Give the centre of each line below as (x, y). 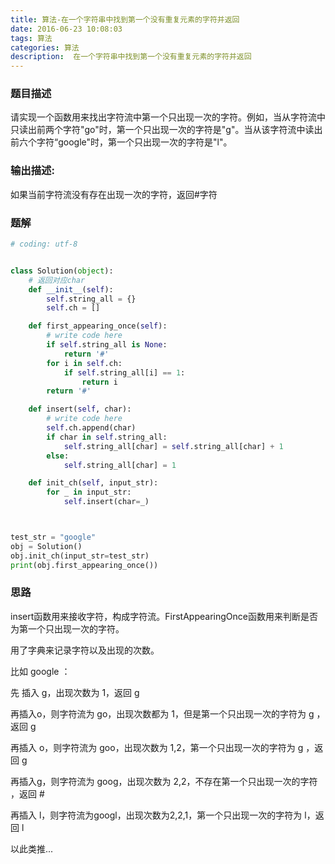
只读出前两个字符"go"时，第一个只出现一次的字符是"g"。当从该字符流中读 (162, 130)
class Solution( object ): (62, 271)
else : (58, 456)
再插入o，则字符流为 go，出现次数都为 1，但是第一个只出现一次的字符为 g (162, 713)
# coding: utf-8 (44, 244)
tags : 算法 (31, 38)
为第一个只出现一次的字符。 (67, 628)
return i (99, 382)
